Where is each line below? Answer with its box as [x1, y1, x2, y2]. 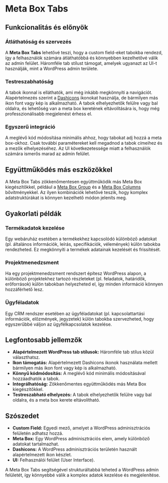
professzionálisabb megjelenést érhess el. [5, 111, 93, 117]
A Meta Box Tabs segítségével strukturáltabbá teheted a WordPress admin [5, 467, 159, 473]
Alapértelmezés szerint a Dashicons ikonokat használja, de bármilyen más [5, 95, 158, 101]
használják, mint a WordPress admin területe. [5, 65, 99, 71]
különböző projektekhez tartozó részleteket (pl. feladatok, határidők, [5, 276, 146, 282]
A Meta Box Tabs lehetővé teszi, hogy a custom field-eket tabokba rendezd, [5, 49, 163, 55]
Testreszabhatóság [5, 78, 54, 85]
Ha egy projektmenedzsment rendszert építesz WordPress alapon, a [5, 270, 146, 276]
